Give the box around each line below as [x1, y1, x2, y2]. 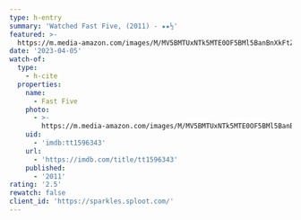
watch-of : [9, 55, 47, 64]
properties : [17, 80, 63, 89]
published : [25, 163, 66, 172]
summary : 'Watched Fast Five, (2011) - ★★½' [9, 22, 178, 31]
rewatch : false [9, 189, 66, 198]
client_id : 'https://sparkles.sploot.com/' [9, 197, 175, 207]
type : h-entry [9, 13, 63, 22]
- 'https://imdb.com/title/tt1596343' [32, 154, 178, 164]
